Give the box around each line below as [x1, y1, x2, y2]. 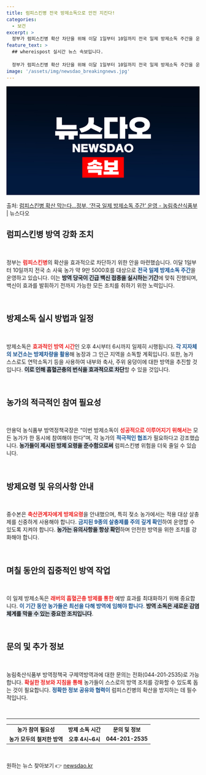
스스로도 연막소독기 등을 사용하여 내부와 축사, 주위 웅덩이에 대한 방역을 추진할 [6, 358, 191, 365]
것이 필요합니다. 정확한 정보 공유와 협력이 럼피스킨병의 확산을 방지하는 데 [12, 686, 186, 693]
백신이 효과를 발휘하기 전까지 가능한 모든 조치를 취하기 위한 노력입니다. [6, 281, 175, 289]
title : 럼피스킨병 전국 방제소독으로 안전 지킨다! [6, 10, 115, 16]
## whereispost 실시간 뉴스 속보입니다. [12, 49, 104, 55]
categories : [6, 16, 37, 23]
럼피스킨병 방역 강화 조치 [6, 229, 94, 240]
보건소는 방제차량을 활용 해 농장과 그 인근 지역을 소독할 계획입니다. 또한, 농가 [12, 350, 194, 357]
